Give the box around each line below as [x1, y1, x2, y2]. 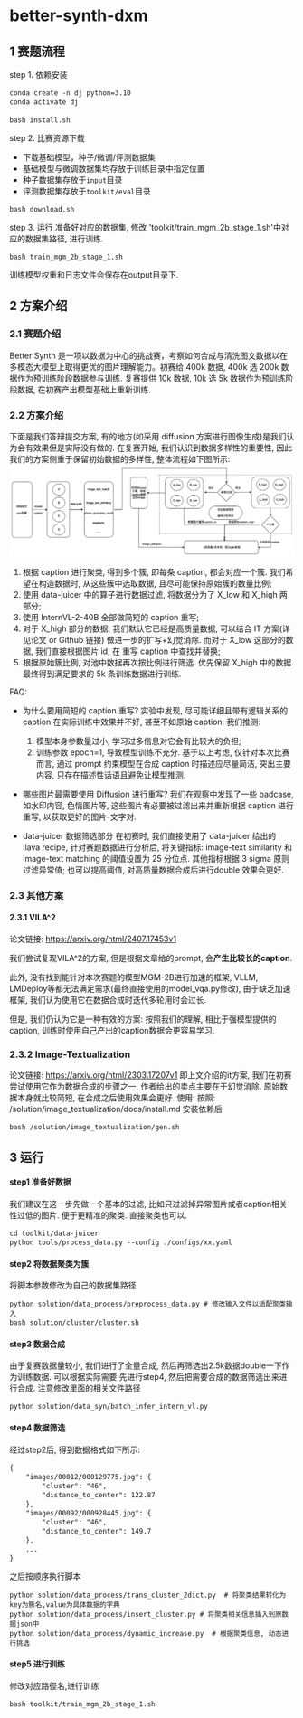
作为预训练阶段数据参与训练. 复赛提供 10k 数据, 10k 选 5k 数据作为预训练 [16, 373, 287, 383]
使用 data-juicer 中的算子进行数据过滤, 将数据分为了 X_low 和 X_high [22, 589, 278, 599]
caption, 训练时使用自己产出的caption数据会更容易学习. [9, 1025, 215, 1036]
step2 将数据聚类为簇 [9, 1258, 90, 1269]
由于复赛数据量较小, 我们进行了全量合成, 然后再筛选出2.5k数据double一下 [9, 1360, 282, 1371]
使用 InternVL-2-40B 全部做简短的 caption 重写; [22, 611, 200, 622]
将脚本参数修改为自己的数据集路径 [9, 1280, 137, 1291]
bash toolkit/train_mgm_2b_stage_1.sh [9, 1699, 156, 1709]
